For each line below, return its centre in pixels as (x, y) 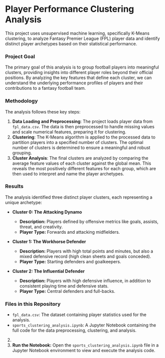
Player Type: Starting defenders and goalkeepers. (70, 261)
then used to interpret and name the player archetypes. (68, 174)
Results (14, 186)
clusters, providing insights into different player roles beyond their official (79, 72)
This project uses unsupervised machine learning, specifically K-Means (77, 33)
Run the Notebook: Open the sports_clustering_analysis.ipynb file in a (85, 345)
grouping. (22, 153)
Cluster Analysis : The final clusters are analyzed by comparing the (80, 158)
